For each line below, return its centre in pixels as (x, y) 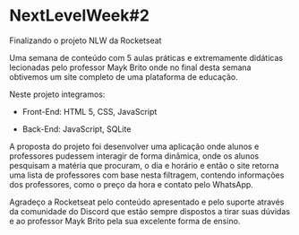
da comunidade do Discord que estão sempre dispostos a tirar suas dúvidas (150, 211)
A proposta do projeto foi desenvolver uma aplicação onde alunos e (134, 146)
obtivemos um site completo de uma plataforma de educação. (124, 76)
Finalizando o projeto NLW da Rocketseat (85, 40)
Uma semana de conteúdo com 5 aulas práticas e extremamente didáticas (146, 57)
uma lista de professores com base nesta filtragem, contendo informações (147, 175)
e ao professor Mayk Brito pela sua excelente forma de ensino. (125, 221)
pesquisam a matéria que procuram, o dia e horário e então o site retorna (144, 165)
